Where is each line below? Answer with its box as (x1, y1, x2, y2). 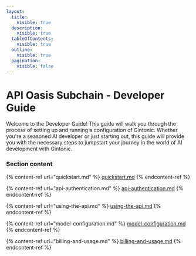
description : (11, 25, 43, 31)
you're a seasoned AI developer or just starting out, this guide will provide (6, 133, 185, 140)
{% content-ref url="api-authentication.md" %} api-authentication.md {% (6, 184, 184, 191)
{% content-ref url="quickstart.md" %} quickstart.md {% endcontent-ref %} (6, 173, 191, 180)
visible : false (16, 63, 54, 69)
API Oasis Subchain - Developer (6, 89, 165, 102)
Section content (6, 160, 53, 168)
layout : (6, 8, 25, 15)
